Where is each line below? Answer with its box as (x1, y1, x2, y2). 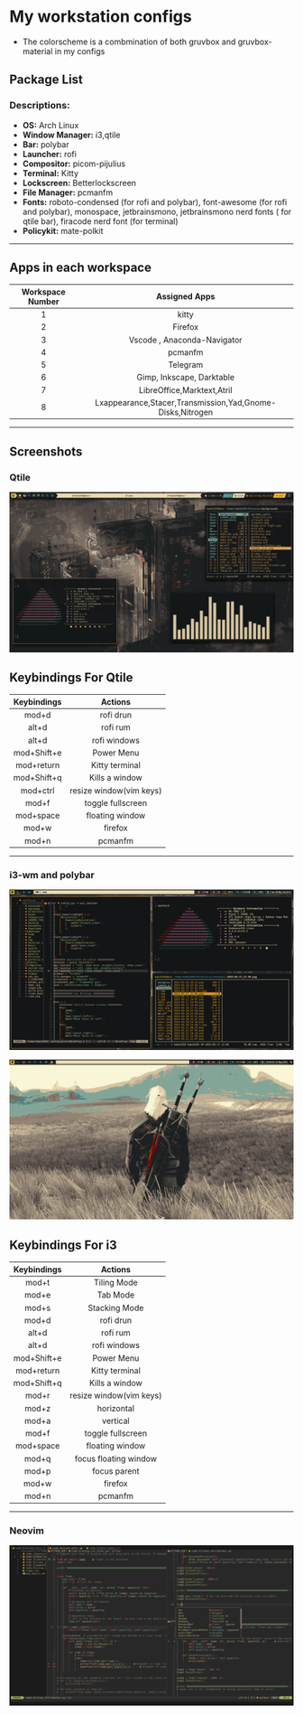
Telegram (168, 360, 204, 370)
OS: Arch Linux (22, 119, 79, 130)
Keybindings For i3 (9, 1237, 117, 1252)
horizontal (96, 1402, 135, 1413)
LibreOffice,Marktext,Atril (138, 384, 233, 395)
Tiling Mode (93, 1277, 138, 1289)
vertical (102, 1415, 130, 1426)
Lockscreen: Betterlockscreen (22, 177, 137, 188)
